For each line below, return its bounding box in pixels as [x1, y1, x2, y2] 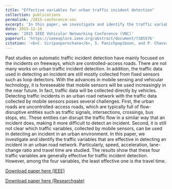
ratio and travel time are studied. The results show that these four [22, 147, 160, 153]
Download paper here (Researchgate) [5, 177, 85, 184]
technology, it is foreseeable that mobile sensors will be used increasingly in [5, 82, 166, 88]
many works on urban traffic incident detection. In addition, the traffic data [5, 65, 163, 72]
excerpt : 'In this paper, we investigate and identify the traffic [5, 21, 153, 27]
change [5, 147, 21, 153]
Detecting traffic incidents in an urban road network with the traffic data [5, 92, 157, 99]
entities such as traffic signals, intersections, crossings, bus [27, 109, 154, 115]
